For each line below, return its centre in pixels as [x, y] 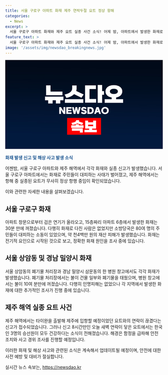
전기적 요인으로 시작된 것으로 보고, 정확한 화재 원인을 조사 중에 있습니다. [75, 241]
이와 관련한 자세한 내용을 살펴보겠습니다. [44, 192]
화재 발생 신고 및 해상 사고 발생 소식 [39, 158]
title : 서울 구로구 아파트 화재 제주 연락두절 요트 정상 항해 [60, 11]
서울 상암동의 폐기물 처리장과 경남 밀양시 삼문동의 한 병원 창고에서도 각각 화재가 [82, 271]
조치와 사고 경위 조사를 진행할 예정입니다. [45, 339]
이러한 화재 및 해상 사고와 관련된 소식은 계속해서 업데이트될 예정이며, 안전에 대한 [83, 350]
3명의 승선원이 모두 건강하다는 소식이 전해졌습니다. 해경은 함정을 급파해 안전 [84, 333]
